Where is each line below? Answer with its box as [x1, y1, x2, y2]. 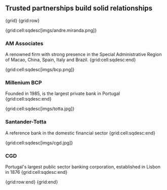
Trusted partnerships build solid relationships [5, 4, 153, 13]
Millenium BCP [5, 79, 42, 86]
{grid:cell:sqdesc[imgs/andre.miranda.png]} [5, 27, 97, 33]
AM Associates [5, 40, 44, 47]
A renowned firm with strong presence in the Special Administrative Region [5, 52, 162, 58]
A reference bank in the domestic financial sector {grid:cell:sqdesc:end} [5, 130, 156, 136]
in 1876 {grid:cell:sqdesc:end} [5, 169, 68, 175]
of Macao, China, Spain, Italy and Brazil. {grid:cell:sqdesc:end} [5, 57, 136, 63]
